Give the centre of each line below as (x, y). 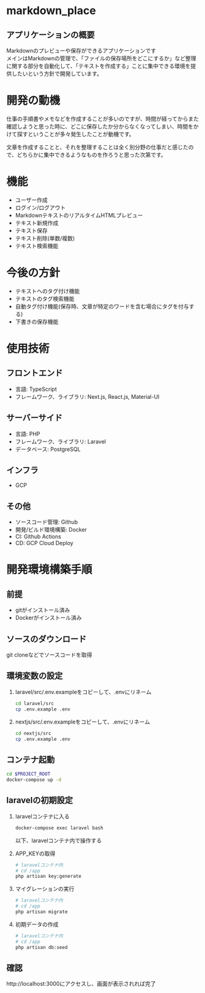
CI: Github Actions (38, 537)
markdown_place (51, 11)
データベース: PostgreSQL (48, 449)
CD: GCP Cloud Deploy (44, 543)
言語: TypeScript (36, 389)
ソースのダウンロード (47, 639)
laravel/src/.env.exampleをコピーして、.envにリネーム (83, 692)
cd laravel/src (35, 703)
